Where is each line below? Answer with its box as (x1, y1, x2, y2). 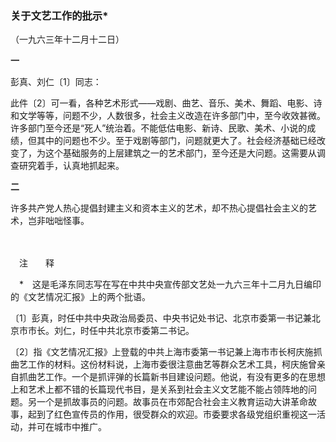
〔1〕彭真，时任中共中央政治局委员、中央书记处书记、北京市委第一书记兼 (10, 312, 312, 324)
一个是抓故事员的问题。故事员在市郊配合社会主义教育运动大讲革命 (36, 396, 308, 408)
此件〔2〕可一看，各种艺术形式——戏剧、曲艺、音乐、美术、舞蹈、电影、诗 (10, 97, 323, 109)
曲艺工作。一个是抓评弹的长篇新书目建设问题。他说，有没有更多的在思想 (27, 371, 326, 383)
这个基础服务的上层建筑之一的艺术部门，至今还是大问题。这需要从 (44, 147, 317, 159)
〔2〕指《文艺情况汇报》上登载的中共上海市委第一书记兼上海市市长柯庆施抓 (10, 346, 323, 358)
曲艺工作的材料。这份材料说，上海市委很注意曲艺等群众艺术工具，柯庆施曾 (10, 358, 317, 371)
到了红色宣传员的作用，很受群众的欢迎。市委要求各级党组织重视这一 (36, 408, 317, 421)
